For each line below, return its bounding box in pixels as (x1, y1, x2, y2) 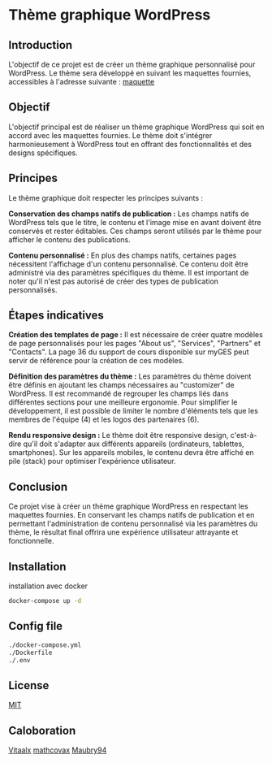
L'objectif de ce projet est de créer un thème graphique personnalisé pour (8, 59, 256, 69)
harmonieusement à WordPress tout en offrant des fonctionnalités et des (8, 139, 252, 149)
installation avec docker (8, 581, 88, 591)
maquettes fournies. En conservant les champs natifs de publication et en (8, 510, 255, 520)
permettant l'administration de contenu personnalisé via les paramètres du (8, 518, 258, 529)
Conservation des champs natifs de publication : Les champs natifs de (8, 209, 249, 219)
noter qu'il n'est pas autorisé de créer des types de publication (8, 276, 219, 286)
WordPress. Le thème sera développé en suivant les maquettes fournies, (8, 68, 252, 78)
